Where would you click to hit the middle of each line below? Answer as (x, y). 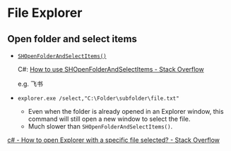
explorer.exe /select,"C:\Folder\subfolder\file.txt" (98, 98)
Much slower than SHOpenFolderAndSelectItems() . (100, 126)
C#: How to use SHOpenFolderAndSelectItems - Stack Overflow (111, 69)
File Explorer (45, 13)
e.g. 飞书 (30, 84)
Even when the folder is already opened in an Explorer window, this (126, 111)
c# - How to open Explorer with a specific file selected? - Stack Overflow (114, 140)
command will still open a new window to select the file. (109, 119)
